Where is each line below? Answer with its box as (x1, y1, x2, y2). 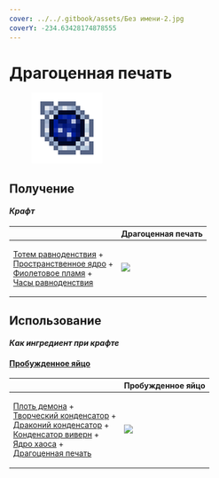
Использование (9, 313, 102, 328)
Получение (9, 181, 75, 196)
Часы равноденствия (12, 277, 94, 287)
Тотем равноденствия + (12, 248, 104, 259)
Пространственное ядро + (12, 258, 113, 269)
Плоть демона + (12, 401, 74, 411)
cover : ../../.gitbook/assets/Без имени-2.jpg (9, 14, 184, 23)
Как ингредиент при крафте (9, 338, 120, 349)
